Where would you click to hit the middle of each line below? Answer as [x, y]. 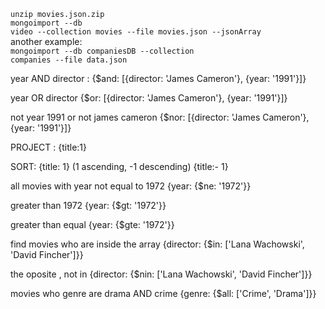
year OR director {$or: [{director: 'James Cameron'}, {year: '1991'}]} [149, 98]
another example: [46, 41]
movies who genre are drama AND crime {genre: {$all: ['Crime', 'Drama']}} [163, 293]
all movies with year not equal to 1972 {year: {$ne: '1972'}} [131, 186]
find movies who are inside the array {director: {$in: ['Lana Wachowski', [157, 244]
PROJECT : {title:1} [49, 147]
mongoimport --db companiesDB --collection [102, 51]
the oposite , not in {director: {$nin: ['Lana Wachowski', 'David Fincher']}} [161, 274]
